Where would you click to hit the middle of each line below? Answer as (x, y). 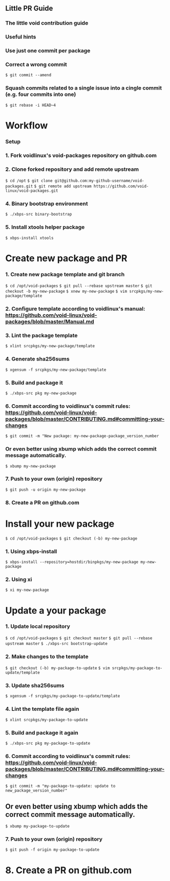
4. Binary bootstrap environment (47, 204)
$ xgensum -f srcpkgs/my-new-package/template (56, 370)
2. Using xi (19, 579)
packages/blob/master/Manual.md (50, 322)
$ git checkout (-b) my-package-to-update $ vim (58, 668)
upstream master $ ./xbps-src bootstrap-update (56, 643)
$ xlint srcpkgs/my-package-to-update (47, 720)
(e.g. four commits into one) (41, 95)
